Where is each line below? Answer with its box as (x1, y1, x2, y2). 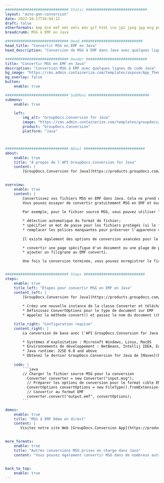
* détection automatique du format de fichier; (22, 219, 121, 223)
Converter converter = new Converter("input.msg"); (26, 376, 134, 381)
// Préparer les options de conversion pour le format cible (26, 380, 154, 385)
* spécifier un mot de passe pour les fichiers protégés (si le (22, 223, 156, 228)
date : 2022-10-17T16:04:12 (5, 16, 60, 21)
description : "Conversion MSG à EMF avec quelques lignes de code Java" (5, 66, 156, 71)
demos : (5, 407, 19, 412)
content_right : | (14, 326, 49, 331)
